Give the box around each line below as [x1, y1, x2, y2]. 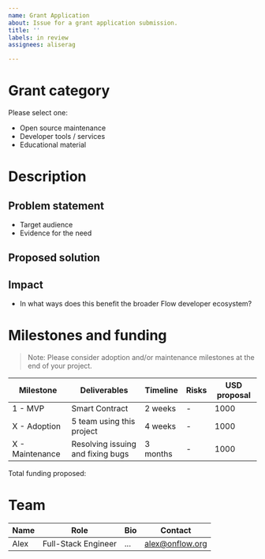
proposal [216, 390, 251, 401]
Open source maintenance [19, 123, 106, 133]
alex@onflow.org [144, 538, 207, 550]
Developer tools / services [19, 132, 106, 141]
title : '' [8, 26, 41, 34]
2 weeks [144, 403, 176, 415]
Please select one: [8, 108, 69, 118]
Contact [160, 525, 192, 536]
